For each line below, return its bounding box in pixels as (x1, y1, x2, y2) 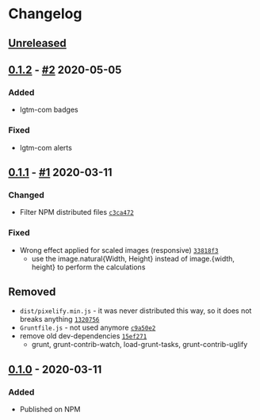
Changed (8, 189, 45, 200)
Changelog (8, 5, 82, 23)
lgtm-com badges (19, 105, 78, 115)
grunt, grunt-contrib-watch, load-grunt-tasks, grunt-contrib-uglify (31, 340, 248, 349)
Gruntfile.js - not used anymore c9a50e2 (19, 323, 156, 333)
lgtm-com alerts (19, 143, 73, 152)
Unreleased (8, 36, 67, 50)
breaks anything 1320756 (19, 315, 100, 324)
